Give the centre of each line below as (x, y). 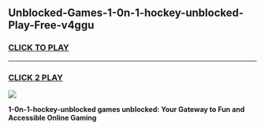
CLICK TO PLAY (39, 48)
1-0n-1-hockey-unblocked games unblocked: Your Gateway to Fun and (127, 109)
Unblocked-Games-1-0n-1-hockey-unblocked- (126, 13)
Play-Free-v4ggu (51, 26)
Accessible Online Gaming (52, 117)
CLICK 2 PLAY (35, 77)
